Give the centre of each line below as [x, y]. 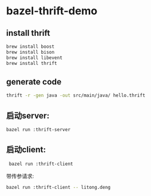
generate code [34, 82]
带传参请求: [20, 176]
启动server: [28, 115]
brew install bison [30, 52]
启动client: [26, 150]
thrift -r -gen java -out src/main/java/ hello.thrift [76, 96]
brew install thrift [32, 63]
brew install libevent [34, 58]
